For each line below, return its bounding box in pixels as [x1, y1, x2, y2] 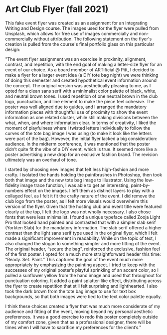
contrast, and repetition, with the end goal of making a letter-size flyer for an [5, 61, 163, 67]
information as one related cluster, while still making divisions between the [5, 114, 158, 120]
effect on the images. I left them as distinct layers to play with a [24, 187, 155, 193]
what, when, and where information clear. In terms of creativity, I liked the [5, 120, 157, 126]
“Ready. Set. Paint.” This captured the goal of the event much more [5, 256, 143, 262]
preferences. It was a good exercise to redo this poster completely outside [5, 314, 158, 320]
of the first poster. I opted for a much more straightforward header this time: [5, 251, 161, 257]
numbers [5, 187, 24, 193]
